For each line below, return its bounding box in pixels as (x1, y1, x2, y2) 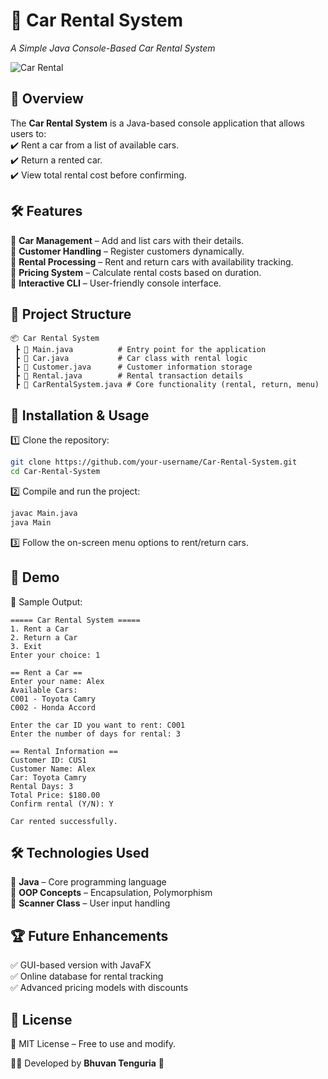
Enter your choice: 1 (10, 650, 101, 660)
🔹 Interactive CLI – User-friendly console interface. (10, 277, 222, 289)
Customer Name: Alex (10, 764, 97, 774)
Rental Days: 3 (10, 781, 74, 791)
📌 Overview (10, 90, 84, 108)
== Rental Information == (10, 746, 118, 756)
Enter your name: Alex (10, 676, 105, 686)
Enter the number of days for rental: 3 (10, 729, 182, 739)
